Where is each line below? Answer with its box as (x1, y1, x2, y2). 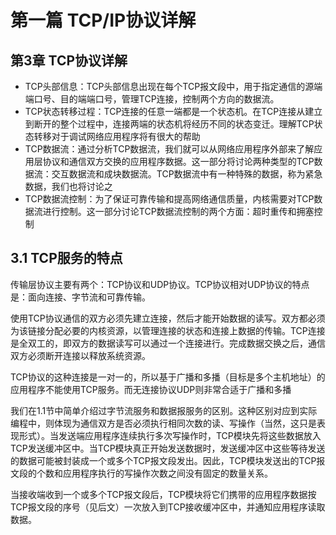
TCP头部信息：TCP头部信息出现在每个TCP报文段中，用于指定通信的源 (24, 81, 315, 92)
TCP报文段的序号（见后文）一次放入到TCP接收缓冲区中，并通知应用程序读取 (10, 501, 326, 513)
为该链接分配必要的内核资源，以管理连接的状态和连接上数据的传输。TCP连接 (10, 324, 326, 336)
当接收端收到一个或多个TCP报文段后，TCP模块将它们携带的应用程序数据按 (10, 488, 317, 500)
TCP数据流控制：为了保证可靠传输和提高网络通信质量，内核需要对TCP (24, 193, 315, 205)
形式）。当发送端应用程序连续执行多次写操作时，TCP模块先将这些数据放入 (18, 429, 322, 441)
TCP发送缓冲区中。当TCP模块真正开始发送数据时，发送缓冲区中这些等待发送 (10, 442, 326, 454)
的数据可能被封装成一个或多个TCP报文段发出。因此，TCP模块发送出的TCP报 (10, 454, 326, 466)
